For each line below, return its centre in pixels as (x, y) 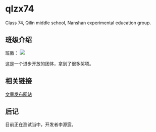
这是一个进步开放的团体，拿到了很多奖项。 (49, 63)
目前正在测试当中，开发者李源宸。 (41, 124)
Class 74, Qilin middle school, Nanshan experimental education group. (78, 23)
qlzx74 (20, 9)
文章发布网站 (18, 94)
